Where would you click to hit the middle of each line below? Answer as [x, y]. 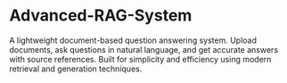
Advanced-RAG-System [101, 16]
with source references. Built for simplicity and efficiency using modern [140, 59]
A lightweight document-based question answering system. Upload [133, 40]
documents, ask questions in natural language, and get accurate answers [144, 49]
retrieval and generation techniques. [76, 69]
